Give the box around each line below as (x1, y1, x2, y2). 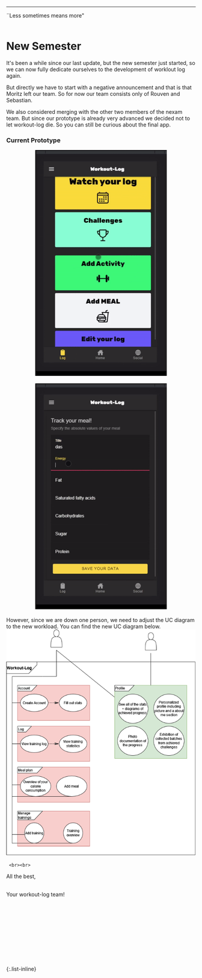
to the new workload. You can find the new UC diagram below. (6, 623, 161, 630)
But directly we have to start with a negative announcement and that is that (6, 84, 192, 91)
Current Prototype (6, 136, 61, 145)
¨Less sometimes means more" (6, 12, 85, 19)
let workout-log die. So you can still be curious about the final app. (6, 121, 171, 128)
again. (6, 72, 22, 79)
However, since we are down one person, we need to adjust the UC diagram (6, 617, 195, 624)
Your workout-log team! (6, 891, 65, 898)
